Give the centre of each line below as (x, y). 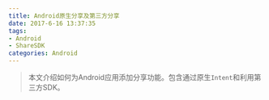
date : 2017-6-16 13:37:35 (52, 23)
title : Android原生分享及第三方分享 (64, 16)
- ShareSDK (27, 46)
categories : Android (43, 53)
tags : (17, 31)
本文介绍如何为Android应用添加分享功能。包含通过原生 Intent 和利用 (141, 77)
